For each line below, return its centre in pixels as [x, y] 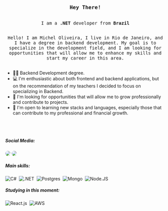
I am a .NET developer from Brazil [85, 23]
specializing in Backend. [38, 92]
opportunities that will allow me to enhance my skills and [85, 53]
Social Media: [20, 141]
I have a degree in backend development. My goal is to [85, 43]
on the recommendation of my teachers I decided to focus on [77, 86]
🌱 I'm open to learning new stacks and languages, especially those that [87, 108]
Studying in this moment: [32, 190]
